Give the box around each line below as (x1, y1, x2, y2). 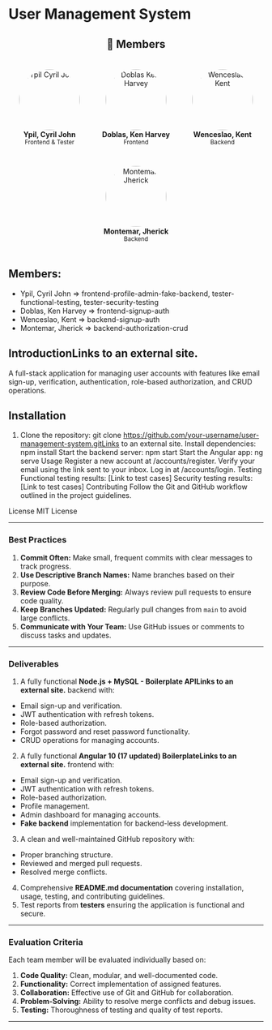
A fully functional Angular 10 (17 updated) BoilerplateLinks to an (19, 751, 237, 761)
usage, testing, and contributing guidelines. (19, 891, 165, 901)
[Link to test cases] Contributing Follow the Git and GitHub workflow (19, 482, 249, 491)
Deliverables (8, 658, 59, 669)
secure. (19, 909, 46, 919)
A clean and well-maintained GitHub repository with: (19, 835, 195, 844)
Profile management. (19, 801, 91, 811)
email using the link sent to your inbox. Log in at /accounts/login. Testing (19, 465, 262, 474)
